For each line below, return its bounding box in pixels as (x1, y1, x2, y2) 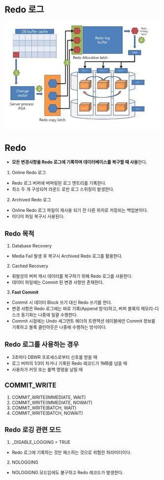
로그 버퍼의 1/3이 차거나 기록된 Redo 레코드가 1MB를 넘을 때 (11, 360, 128, 366)
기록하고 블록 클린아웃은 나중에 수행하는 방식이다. (11, 324, 107, 330)
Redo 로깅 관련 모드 (4, 426, 62, 434)
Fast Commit (11, 289, 39, 295)
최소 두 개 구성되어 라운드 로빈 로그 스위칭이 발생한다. (11, 186, 114, 192)
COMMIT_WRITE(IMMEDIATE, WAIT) (11, 394, 86, 400)
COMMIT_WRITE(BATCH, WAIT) (11, 405, 77, 411)
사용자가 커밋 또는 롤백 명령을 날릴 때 (11, 367, 83, 372)
